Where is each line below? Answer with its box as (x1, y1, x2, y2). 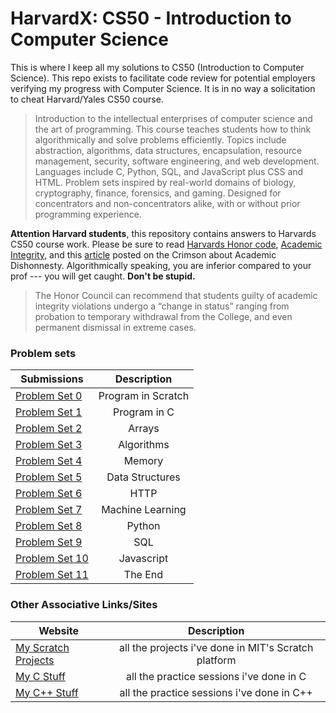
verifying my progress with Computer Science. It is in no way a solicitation (10, 82, 316, 94)
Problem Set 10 (15, 552, 89, 566)
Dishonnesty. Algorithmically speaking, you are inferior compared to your (10, 259, 312, 271)
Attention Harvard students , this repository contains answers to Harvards (10, 227, 317, 239)
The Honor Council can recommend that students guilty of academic (34, 289, 318, 301)
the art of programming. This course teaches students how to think (34, 123, 312, 135)
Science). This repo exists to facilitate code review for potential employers (10, 72, 316, 84)
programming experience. (34, 208, 142, 220)
